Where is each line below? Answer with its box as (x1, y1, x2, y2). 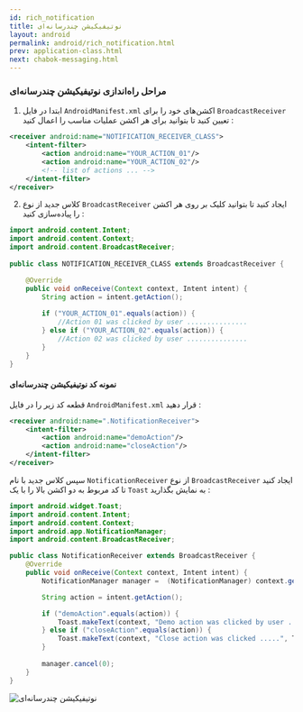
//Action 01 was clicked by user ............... (57, 317, 248, 327)
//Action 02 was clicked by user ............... (57, 334, 248, 343)
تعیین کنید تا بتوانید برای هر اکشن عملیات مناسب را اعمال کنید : (22, 114, 234, 126)
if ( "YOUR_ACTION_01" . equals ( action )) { (41, 309, 196, 318)
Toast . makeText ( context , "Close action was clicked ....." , (57, 634, 289, 644)
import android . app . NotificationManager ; (9, 526, 168, 536)
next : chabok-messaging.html (9, 55, 119, 64)
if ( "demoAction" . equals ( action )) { (41, 609, 179, 618)
